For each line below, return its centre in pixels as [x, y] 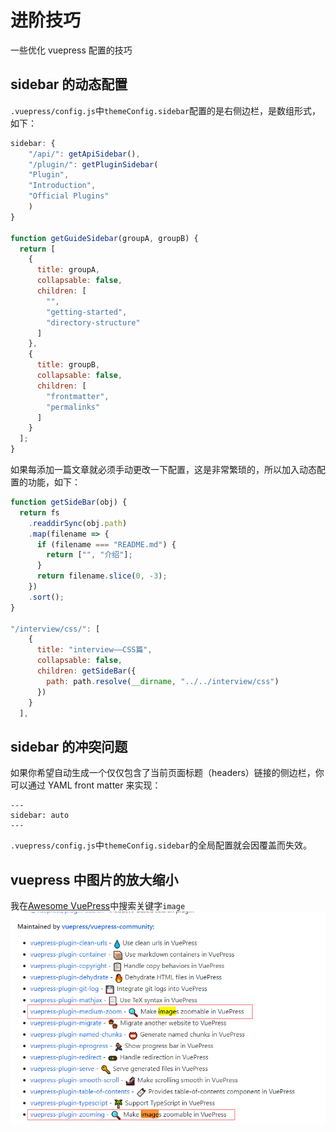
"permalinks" [73, 407]
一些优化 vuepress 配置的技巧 [71, 50]
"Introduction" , [62, 186]
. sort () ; [46, 597]
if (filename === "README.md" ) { [106, 544]
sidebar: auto [40, 816]
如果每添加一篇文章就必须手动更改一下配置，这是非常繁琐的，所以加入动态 [163, 469]
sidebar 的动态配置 [69, 84]
